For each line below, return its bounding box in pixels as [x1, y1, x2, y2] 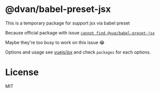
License [5, 66, 39, 78]
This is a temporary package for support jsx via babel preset [5, 20, 130, 26]
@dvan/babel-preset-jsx [5, 3, 111, 15]
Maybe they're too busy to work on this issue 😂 [5, 39, 105, 45]
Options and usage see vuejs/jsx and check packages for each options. [5, 49, 151, 55]
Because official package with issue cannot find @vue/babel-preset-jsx [5, 29, 155, 35]
